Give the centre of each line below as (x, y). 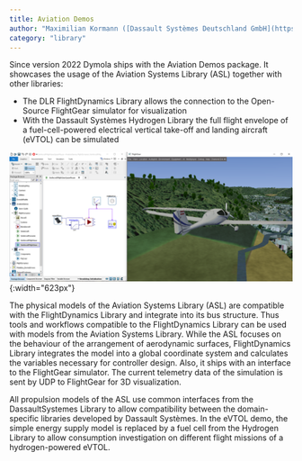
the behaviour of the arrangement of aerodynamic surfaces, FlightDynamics (150, 343)
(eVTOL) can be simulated (71, 140)
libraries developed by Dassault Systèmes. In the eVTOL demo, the (164, 418)
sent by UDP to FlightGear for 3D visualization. (95, 382)
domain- (253, 409)
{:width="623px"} (42, 287)
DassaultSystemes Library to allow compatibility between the (122, 409)
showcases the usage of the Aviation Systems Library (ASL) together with (146, 74)
